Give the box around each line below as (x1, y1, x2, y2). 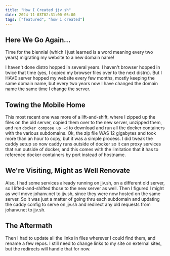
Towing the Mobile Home (5, 100, 86, 109)
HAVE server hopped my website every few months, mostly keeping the (5, 75, 155, 81)
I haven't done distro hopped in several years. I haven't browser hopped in (5, 64, 160, 70)
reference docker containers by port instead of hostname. (5, 152, 126, 158)
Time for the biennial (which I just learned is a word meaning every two (5, 49, 153, 55)
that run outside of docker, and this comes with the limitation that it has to (5, 147, 158, 152)
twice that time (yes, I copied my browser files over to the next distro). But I (5, 69, 162, 76)
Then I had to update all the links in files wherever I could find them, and (5, 235, 156, 241)
